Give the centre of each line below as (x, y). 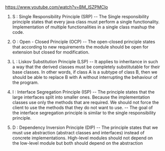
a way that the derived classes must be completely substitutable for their (86, 67)
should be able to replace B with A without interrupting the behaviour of (85, 77)
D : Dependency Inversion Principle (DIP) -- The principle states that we (85, 127)
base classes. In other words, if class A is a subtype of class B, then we (85, 72)
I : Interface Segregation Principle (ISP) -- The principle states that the (83, 92)
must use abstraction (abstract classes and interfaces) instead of (78, 133)
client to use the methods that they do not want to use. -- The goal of (82, 108)
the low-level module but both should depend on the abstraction (77, 143)
